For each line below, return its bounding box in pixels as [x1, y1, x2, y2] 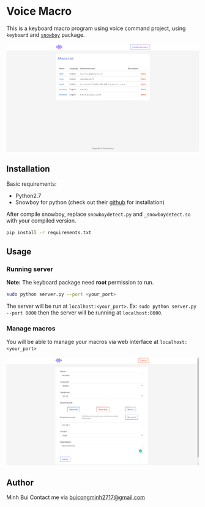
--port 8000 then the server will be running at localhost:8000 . [6, 309, 163, 316]
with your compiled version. [6, 216, 76, 224]
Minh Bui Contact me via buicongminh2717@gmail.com [6, 494, 146, 501]
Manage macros [6, 324, 56, 333]
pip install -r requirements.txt [6, 229, 92, 235]
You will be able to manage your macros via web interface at [6, 338, 159, 346]
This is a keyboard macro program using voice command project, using [6, 25, 186, 32]
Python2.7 [15, 192, 42, 199]
